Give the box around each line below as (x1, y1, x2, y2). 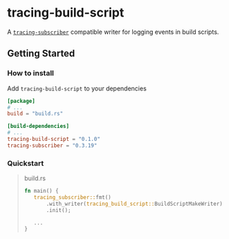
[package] (7, 97, 36, 104)
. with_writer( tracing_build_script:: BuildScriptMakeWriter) (46, 200, 223, 207)
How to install (7, 68, 54, 78)
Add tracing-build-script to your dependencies (7, 84, 147, 93)
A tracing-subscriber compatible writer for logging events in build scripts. (7, 28, 219, 36)
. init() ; (46, 207, 71, 213)
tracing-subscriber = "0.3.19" (7, 142, 98, 149)
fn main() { (24, 188, 59, 195)
